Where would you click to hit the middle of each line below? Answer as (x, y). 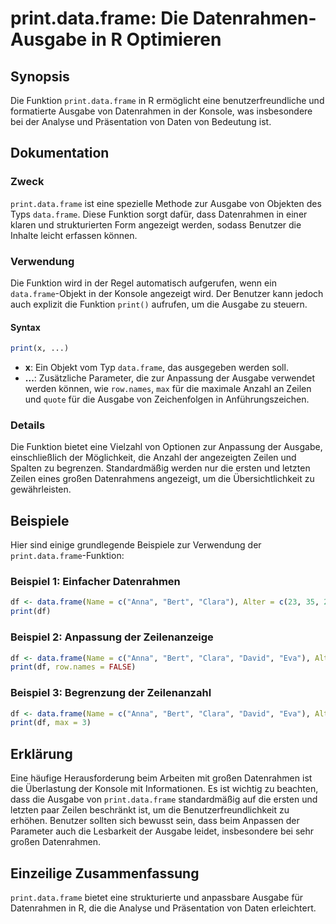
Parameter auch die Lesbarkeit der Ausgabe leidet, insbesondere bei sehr (162, 831)
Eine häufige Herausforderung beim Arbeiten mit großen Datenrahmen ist (161, 778)
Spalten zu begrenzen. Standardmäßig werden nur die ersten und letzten (160, 468)
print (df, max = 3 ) (51, 723)
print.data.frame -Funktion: (67, 556)
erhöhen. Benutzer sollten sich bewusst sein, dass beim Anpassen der (155, 821)
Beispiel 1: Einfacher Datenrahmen (95, 582)
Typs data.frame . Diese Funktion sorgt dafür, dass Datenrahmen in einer (159, 214)
